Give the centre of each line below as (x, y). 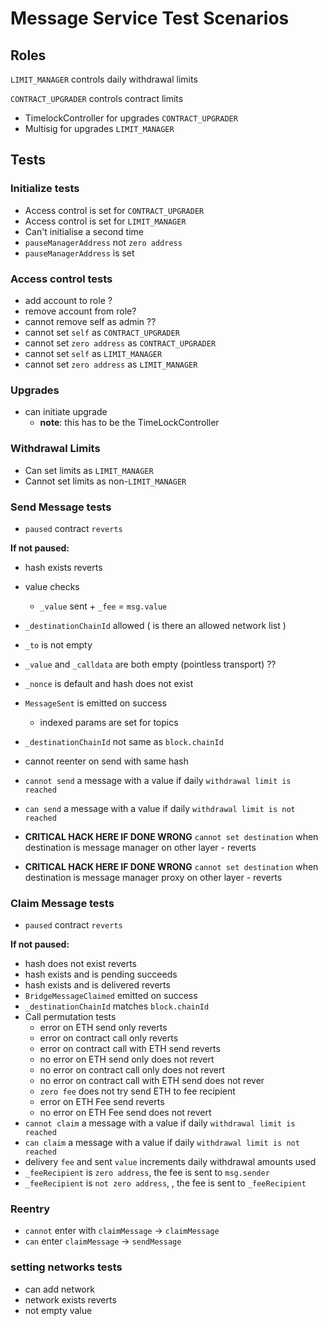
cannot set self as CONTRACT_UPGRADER (102, 332)
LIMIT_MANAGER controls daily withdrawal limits (104, 79)
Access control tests (61, 279)
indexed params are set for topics (109, 722)
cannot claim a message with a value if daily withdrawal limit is (160, 1123)
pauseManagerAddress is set (79, 253)
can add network (59, 1289)
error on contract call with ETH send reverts (130, 1049)
